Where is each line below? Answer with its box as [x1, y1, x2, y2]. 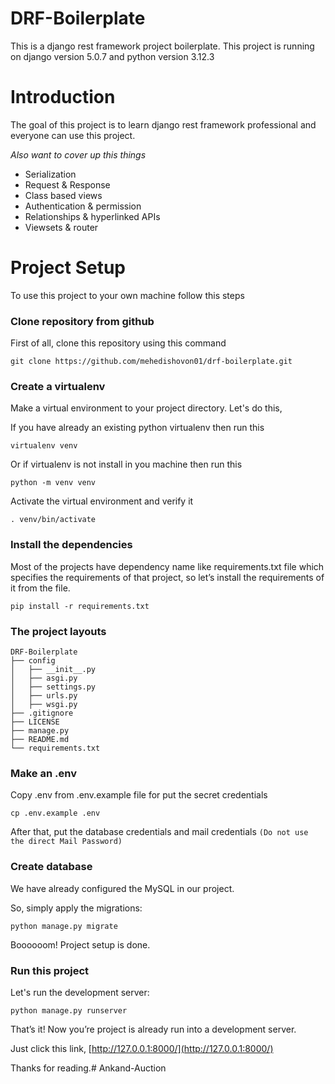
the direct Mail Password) [10, 837, 123, 847]
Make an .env [10, 766, 77, 780]
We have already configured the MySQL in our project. [10, 882, 235, 894]
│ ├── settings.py [10, 682, 97, 692]
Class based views [24, 189, 103, 201]
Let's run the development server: [10, 986, 150, 998]
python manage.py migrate [10, 921, 118, 931]
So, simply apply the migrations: [10, 902, 143, 914]
